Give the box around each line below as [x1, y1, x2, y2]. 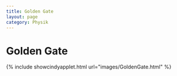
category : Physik [6, 19, 49, 25]
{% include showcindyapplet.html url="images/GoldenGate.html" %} [6, 63, 172, 70]
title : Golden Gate [6, 8, 54, 15]
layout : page [6, 14, 38, 20]
